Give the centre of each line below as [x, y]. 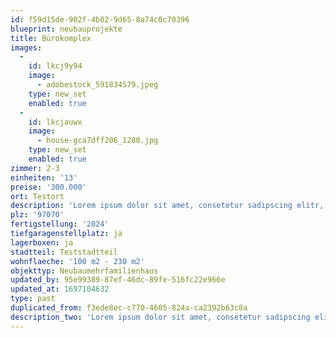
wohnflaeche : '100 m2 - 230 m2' [77, 261]
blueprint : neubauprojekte [66, 29]
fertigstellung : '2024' [60, 224]
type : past [33, 299]
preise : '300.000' [48, 187]
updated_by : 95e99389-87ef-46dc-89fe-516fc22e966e [118, 280]
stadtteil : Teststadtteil [64, 252]
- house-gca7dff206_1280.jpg [97, 141]
